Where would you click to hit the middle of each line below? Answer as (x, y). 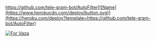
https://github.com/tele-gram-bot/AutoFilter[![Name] (61, 7)
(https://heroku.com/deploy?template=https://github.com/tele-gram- (78, 18)
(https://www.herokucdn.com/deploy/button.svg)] (58, 13)
